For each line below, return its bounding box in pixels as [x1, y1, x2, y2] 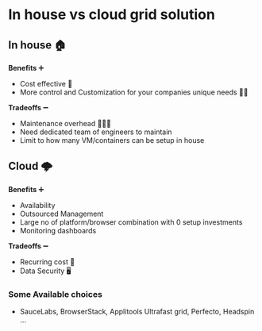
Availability [19, 200, 56, 210]
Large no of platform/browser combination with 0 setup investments [19, 217, 243, 227]
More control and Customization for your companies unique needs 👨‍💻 [19, 87, 249, 97]
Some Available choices [8, 288, 103, 299]
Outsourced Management [19, 209, 104, 218]
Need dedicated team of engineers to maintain [19, 127, 172, 137]
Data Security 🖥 [19, 266, 71, 275]
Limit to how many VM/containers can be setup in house [19, 136, 205, 144]
